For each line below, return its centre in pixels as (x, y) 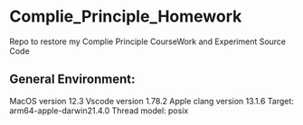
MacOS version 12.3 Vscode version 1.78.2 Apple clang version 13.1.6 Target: (151, 101)
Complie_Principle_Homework (126, 17)
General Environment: (72, 80)
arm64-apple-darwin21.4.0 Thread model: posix (99, 111)
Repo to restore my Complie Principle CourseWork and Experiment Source (148, 41)
